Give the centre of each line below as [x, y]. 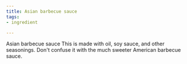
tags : [13, 17]
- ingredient [22, 22]
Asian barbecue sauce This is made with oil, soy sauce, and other [85, 44]
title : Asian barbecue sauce [42, 11]
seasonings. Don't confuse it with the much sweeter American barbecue [93, 50]
